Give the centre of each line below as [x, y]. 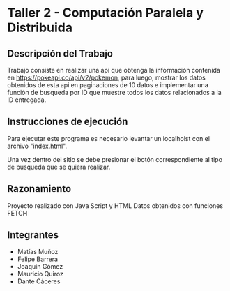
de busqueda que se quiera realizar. [59, 167]
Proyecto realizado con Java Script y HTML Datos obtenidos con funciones [115, 206]
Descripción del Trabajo [60, 53]
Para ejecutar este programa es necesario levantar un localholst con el [109, 138]
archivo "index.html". [37, 146]
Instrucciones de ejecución [68, 122]
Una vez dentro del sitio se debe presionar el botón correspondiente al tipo [115, 159]
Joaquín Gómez [40, 267]
